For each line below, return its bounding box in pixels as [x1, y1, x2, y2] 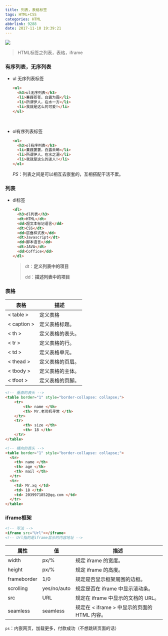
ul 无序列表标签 [12, 75, 44, 81]
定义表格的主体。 [39, 368, 80, 375]
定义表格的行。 [39, 339, 75, 346]
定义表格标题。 [39, 321, 75, 328]
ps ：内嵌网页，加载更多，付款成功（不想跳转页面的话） [5, 625, 119, 631]
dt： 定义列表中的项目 [24, 263, 69, 269]
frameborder [7, 575, 37, 582]
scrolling [7, 585, 28, 592]
